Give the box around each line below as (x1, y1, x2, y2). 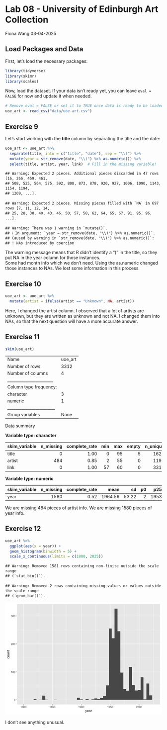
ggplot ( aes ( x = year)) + (9, 544, 61, 548)
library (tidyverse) (5, 68, 46, 73)
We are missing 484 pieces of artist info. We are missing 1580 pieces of (5, 505, 153, 511)
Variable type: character (5, 432, 57, 438)
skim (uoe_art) (5, 347, 35, 352)
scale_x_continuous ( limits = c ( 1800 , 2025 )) (9, 554, 103, 559)
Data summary (5, 423, 35, 429)
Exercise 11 (5, 333, 40, 341)
